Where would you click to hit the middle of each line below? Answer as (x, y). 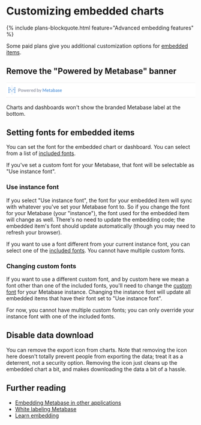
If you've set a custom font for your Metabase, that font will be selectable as (100, 165)
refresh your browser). (34, 232)
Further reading (36, 388)
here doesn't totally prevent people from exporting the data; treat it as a (95, 356)
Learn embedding (37, 415)
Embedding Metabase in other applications (68, 403)
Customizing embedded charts (85, 11)
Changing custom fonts (41, 266)
